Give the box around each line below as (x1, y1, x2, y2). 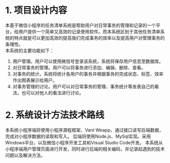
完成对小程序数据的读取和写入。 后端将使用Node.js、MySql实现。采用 (5, 133, 151, 139)
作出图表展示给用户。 (12, 77, 57, 83)
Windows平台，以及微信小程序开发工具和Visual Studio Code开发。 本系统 (5, 139, 159, 145)
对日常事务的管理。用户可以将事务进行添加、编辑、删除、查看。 (12, 64, 146, 71)
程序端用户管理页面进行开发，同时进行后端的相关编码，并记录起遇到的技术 (9, 146, 165, 152)
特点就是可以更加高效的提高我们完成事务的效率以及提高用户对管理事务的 (14, 35, 165, 41)
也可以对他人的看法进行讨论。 (21, 89, 84, 96)
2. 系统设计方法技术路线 (5, 110, 105, 121)
